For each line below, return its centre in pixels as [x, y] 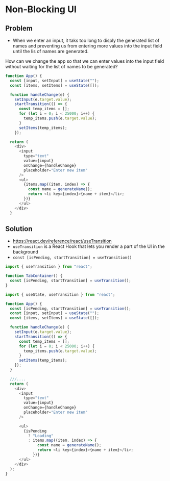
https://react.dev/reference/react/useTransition [62, 241]
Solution [19, 229]
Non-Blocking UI [41, 9]
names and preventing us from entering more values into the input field [87, 46]
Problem [19, 28]
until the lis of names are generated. [51, 51]
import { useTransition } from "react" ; [49, 267]
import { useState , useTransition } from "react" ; [60, 294]
